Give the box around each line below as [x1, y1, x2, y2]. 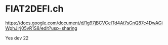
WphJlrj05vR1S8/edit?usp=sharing [5, 25, 77, 31]
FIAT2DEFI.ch [5, 3, 64, 15]
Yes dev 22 [5, 35, 29, 41]
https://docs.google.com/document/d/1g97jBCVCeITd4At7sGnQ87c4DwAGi [5, 20, 163, 26]
